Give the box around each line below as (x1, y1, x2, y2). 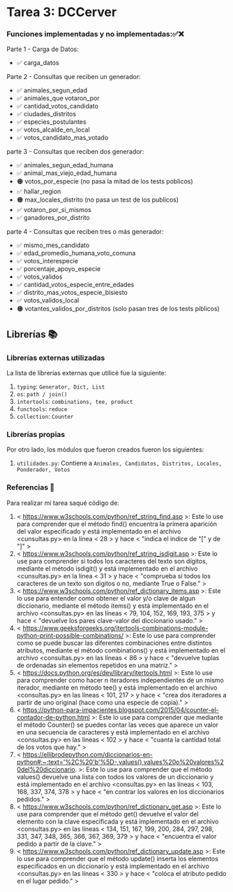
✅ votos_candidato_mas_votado (16, 134, 109, 142)
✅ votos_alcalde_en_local (16, 125, 90, 134)
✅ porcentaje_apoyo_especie (16, 265, 101, 273)
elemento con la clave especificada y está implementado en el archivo (16, 817, 219, 825)
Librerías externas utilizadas (6, 353, 105, 363)
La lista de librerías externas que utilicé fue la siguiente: (6, 369, 167, 377)
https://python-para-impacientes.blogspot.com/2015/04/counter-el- (22, 705, 219, 714)
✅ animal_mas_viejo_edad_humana (16, 169, 117, 177)
